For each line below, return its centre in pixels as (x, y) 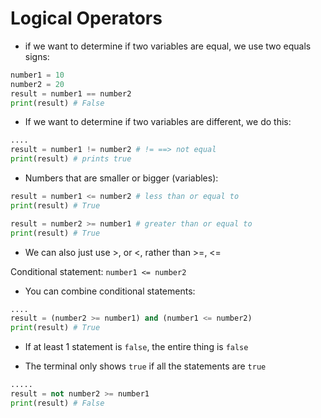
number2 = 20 (37, 84)
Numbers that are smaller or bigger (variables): (121, 178)
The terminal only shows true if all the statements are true (145, 366)
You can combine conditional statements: (110, 291)
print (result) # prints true (71, 159)
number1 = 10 (37, 75)
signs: (37, 56)
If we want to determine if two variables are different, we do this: (158, 122)
